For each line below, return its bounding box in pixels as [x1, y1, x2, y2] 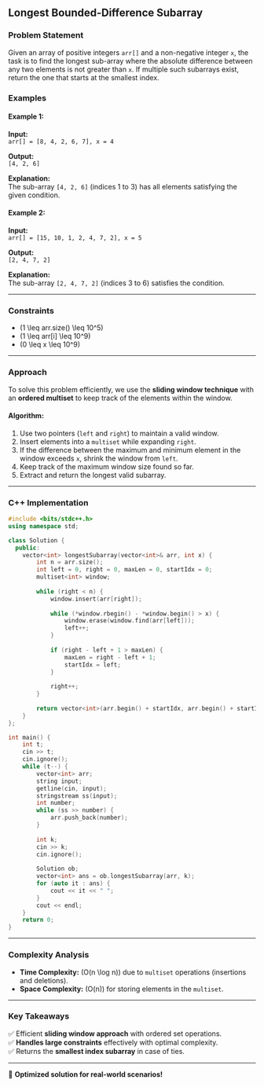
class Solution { [8, 536, 65, 545]
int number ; [36, 799, 76, 807]
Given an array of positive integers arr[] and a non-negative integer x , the [8, 47, 249, 57]
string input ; [36, 777, 82, 785]
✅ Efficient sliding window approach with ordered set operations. [8, 1029, 222, 1038]
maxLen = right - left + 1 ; [64, 653, 156, 661]
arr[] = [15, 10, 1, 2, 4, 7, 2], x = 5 [8, 234, 143, 242]
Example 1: [8, 112, 45, 121]
